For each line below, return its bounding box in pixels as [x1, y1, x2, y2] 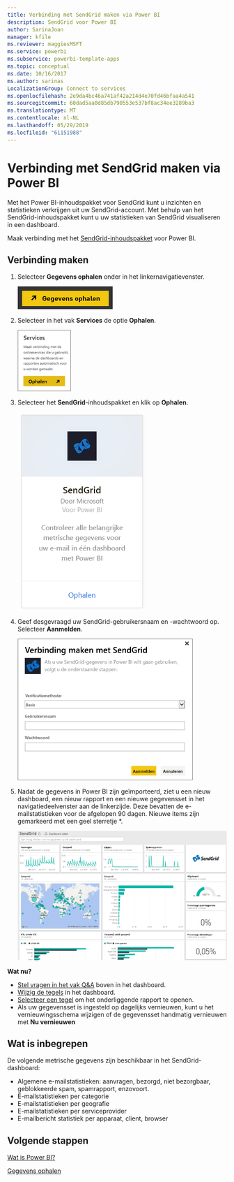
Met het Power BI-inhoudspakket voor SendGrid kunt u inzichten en [7, 198, 201, 206]
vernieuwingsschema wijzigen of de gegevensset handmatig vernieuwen [17, 1010, 227, 1019]
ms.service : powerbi [7, 48, 68, 55]
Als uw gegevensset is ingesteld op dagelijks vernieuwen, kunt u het [17, 1002, 214, 1011]
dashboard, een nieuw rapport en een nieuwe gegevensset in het [17, 795, 205, 803]
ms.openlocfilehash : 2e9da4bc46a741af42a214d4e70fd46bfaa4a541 [7, 92, 195, 99]
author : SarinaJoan [7, 26, 64, 33]
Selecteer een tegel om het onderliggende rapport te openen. [17, 995, 194, 1004]
